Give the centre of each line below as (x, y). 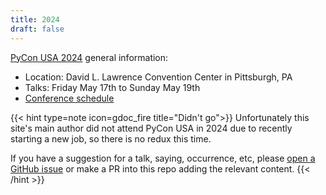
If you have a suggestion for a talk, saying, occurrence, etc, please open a (163, 158)
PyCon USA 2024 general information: (89, 57)
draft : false (37, 29)
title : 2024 (35, 19)
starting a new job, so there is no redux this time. (111, 138)
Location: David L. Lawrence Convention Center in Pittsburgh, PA (158, 77)
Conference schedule (69, 98)
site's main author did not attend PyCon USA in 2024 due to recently (151, 128)
